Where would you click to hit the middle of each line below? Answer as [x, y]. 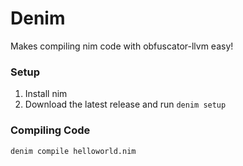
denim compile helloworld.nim [73, 151]
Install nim [46, 94]
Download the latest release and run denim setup [125, 104]
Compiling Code [50, 130]
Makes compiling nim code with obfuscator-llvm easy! [122, 46]
